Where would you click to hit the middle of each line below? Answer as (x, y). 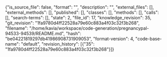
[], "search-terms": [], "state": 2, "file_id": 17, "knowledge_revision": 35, (78, 18)
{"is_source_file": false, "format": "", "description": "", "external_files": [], (80, 7)
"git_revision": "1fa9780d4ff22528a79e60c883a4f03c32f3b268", (72, 23)
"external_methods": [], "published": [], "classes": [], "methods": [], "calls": (82, 12)
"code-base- (149, 39)
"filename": (17, 28)
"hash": (73, 33)
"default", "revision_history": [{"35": (58, 44)
